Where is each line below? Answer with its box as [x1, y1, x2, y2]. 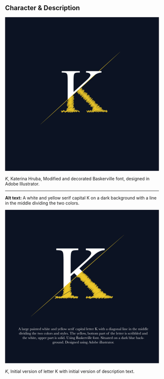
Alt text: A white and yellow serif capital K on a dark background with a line [5, 195, 157, 200]
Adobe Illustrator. [5, 180, 40, 187]
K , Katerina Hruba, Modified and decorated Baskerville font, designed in [5, 176, 150, 181]
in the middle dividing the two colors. [5, 200, 80, 206]
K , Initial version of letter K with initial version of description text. [5, 368, 135, 374]
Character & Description [5, 4, 80, 12]
